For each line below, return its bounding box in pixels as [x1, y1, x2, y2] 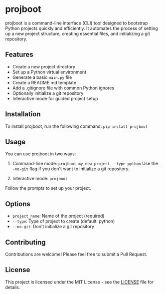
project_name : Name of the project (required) [12, 213, 105, 219]
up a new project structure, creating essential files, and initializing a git [5, 30, 151, 36]
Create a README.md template [12, 79, 76, 85]
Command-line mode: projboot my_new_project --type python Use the [12, 161, 159, 167]
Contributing [5, 238, 46, 247]
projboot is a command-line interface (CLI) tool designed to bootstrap [5, 20, 148, 26]
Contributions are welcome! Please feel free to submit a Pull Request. [5, 251, 148, 257]
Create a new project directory [12, 63, 76, 69]
